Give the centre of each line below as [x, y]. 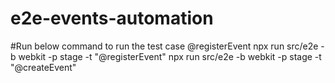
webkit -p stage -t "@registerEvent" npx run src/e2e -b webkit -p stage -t [170, 56]
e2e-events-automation [112, 18]
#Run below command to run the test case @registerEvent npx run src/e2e [164, 46]
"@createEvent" [43, 67]
